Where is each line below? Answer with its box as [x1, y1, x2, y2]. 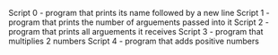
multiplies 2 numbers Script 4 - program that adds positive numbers [8, 35, 259, 46]
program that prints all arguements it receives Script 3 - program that [8, 27, 264, 36]
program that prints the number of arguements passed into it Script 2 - [8, 17, 270, 27]
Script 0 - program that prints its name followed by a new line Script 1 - [8, 8, 270, 18]
